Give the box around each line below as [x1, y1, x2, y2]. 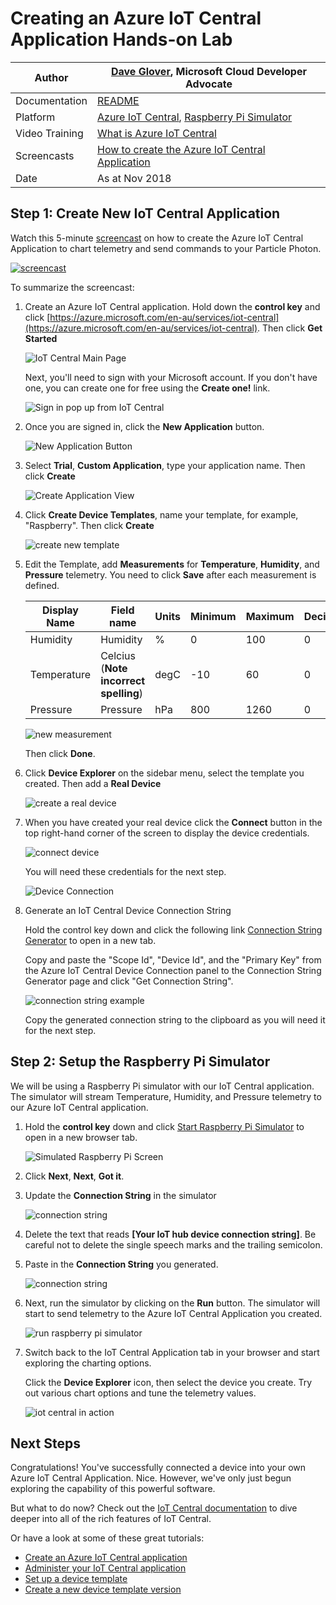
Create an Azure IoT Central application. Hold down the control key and [24, 300, 321, 312]
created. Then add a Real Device [24, 777, 162, 789]
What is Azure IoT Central [97, 126, 217, 140]
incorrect [100, 673, 146, 687]
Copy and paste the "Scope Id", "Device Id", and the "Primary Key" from [24, 953, 322, 966]
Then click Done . [24, 747, 96, 759]
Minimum [189, 609, 237, 623]
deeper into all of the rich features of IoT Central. [10, 1513, 212, 1525]
